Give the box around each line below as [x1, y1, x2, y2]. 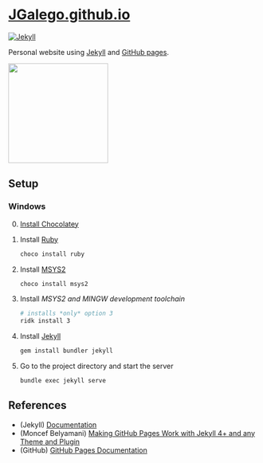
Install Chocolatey [19, 219, 80, 229]
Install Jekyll [19, 332, 61, 341]
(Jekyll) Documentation [19, 420, 97, 430]
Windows [8, 201, 46, 212]
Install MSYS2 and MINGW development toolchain [19, 294, 186, 304]
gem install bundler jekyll [19, 347, 113, 355]
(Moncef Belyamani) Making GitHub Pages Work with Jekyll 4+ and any [19, 428, 256, 437]
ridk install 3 [19, 317, 71, 325]
